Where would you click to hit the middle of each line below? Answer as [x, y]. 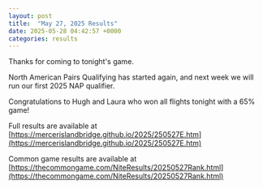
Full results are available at [53, 126]
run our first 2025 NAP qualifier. [62, 86]
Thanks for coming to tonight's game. [71, 62]
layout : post [30, 16]
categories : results [43, 39]
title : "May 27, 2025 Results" [63, 24]
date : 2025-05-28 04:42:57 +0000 [65, 31]
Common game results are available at [73, 159]
